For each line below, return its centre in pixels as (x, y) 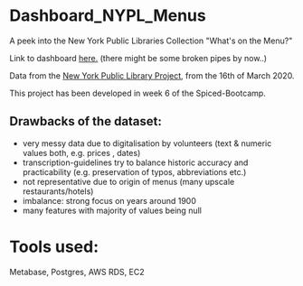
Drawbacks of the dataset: (86, 121)
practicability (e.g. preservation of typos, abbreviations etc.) (134, 171)
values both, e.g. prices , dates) (81, 152)
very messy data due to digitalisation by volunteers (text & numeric (147, 143)
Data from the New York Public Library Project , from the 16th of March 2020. (152, 75)
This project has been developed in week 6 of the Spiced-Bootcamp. (138, 93)
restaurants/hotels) (58, 191)
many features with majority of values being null (112, 210)
